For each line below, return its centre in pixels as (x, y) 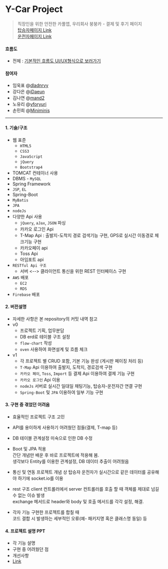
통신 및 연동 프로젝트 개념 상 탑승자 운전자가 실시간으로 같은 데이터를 (79, 472)
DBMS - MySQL (27, 178)
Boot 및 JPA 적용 (29, 448)
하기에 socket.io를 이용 (40, 478)
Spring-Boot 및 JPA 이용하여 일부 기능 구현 (61, 392)
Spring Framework (31, 184)
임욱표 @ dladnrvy (30, 85)
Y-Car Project (34, 9)
